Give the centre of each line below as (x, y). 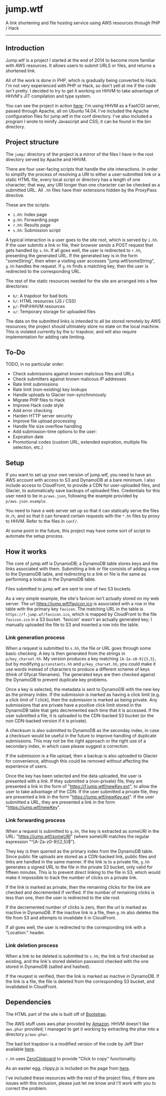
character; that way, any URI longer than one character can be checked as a (83, 184)
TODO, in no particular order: (35, 364)
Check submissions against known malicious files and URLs (73, 374)
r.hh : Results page (32, 225)
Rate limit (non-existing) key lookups (50, 390)
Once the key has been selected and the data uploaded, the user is (74, 776)
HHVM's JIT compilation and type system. (49, 96)
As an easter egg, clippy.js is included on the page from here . (68, 1068)
